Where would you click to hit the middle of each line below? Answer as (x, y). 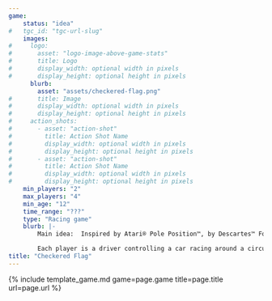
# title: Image (45, 99)
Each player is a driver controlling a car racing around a (141, 249)
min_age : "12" (47, 204)
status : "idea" (49, 23)
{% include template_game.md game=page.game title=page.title (116, 279)
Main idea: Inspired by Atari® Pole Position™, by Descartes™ (146, 234)
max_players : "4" (52, 196)
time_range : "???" (54, 211)
